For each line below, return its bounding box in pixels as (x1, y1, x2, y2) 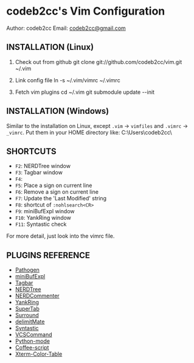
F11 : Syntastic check (15, 220, 67, 228)
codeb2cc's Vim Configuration (6, 4, 165, 18)
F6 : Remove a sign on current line (15, 188, 99, 196)
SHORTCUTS (6, 146, 57, 157)
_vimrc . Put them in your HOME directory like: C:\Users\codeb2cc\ (6, 129, 172, 136)
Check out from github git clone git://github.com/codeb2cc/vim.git (15, 58, 182, 65)
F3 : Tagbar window (15, 169, 63, 176)
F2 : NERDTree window (15, 163, 71, 170)
